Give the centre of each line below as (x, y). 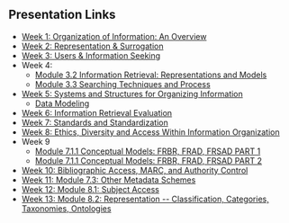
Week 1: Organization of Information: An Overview (114, 36)
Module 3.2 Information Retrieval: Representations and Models (151, 75)
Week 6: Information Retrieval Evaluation (97, 112)
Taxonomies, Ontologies (66, 208)
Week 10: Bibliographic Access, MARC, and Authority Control (135, 170)
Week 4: (37, 65)
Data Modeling (62, 103)
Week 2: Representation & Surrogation (92, 46)
